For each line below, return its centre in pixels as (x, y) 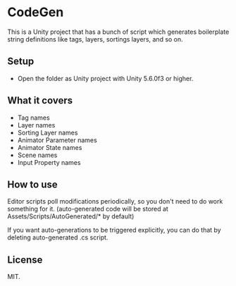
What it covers (40, 100)
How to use (32, 184)
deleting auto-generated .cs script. (58, 237)
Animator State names (50, 147)
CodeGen (36, 12)
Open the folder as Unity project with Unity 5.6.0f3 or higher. (105, 78)
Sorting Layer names (48, 132)
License (25, 260)
